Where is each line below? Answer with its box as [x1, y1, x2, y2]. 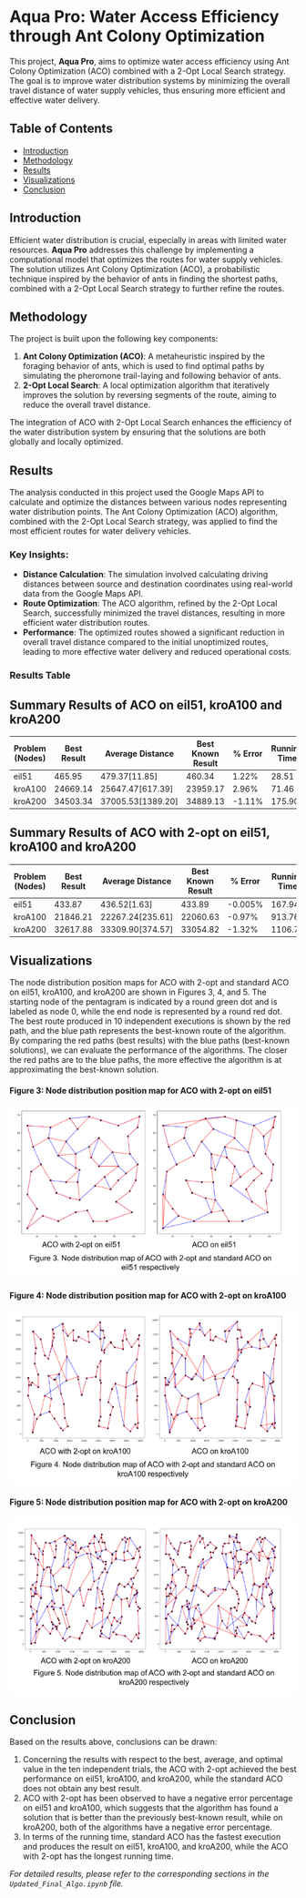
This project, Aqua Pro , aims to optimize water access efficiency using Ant [9, 56, 290, 66]
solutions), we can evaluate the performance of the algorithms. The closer [9, 1045, 289, 1056]
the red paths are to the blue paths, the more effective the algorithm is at [9, 1055, 282, 1066]
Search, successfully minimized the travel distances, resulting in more [22, 607, 286, 618]
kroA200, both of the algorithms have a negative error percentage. [22, 1821, 273, 1832]
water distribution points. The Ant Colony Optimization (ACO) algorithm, [9, 506, 279, 517]
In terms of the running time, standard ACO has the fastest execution [22, 1832, 281, 1842]
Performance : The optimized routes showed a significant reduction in [22, 627, 285, 638]
